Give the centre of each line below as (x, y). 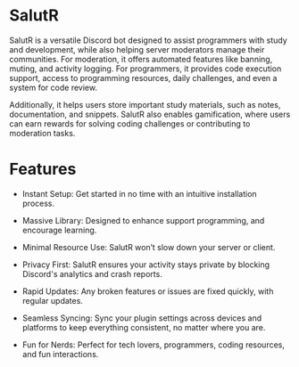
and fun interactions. (60, 354)
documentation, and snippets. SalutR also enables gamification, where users (150, 114)
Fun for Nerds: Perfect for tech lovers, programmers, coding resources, (154, 345)
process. (38, 203)
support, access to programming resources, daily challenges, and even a (143, 77)
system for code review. (54, 87)
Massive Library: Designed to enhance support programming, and (143, 220)
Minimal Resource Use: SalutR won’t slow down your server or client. (149, 247)
